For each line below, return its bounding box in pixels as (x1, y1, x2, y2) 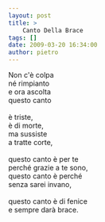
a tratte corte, (8, 138, 53, 147)
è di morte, (8, 121, 44, 130)
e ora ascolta (8, 87, 52, 96)
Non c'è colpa (8, 71, 54, 79)
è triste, (8, 113, 33, 121)
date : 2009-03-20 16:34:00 (8, 41, 98, 49)
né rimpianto (8, 78, 50, 88)
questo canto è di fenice (8, 197, 87, 206)
